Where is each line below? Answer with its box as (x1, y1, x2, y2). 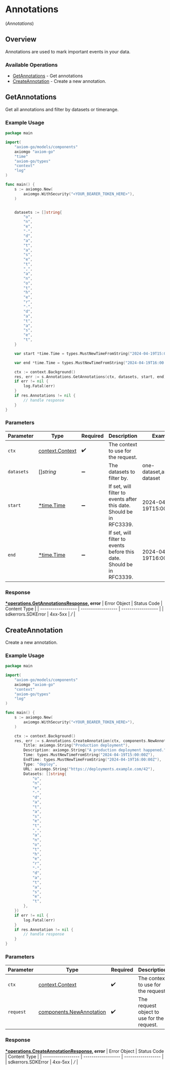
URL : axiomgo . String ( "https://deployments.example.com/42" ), (23, 766, 155, 771)
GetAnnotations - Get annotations (12, 73, 83, 79)
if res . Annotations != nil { (14, 393, 76, 398)
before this (108, 548, 135, 555)
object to (138, 1009, 159, 1016)
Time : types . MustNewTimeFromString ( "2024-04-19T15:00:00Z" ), (23, 753, 155, 758)
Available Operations (5, 61, 58, 68)
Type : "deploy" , (23, 762, 58, 767)
